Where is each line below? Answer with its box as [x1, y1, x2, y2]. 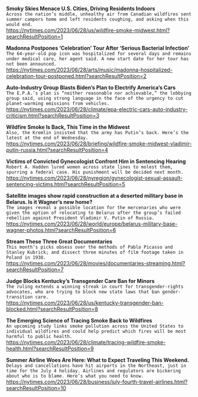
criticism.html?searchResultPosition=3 [6, 112, 99, 119]
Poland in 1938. [6, 255, 46, 261]
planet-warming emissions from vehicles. [6, 100, 110, 106]
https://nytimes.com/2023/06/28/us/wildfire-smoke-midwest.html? [6, 27, 170, 34]
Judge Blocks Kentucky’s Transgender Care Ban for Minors [6, 278, 155, 284]
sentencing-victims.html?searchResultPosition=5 [6, 181, 125, 188]
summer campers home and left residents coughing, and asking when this [6, 17, 189, 22]
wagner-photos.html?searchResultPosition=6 [6, 227, 116, 233]
